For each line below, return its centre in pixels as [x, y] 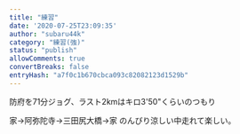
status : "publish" [43, 51]
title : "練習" [34, 17]
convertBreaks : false [49, 67]
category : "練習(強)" [47, 42]
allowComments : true [48, 59]
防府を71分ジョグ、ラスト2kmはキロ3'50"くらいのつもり [112, 101]
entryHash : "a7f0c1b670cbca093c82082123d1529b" [99, 75]
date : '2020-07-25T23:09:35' [63, 26]
